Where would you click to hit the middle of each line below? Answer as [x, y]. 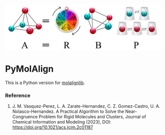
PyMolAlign [30, 69]
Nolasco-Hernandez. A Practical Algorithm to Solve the [68, 112]
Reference [18, 95]
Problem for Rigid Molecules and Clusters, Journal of [92, 117]
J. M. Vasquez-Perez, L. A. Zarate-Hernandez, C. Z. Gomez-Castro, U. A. [86, 106]
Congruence [25, 117]
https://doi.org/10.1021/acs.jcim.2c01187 [53, 127]
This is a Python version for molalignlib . [45, 83]
